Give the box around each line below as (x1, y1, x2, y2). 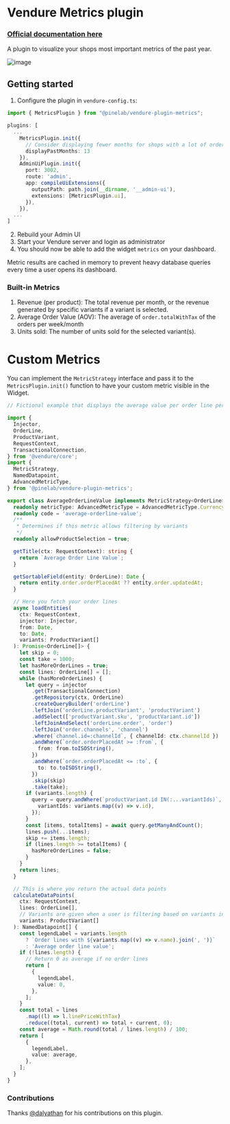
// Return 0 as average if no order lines (25, 956, 149, 963)
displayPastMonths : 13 (25, 148, 90, 155)
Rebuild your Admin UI (16, 230, 81, 238)
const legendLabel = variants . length (19, 930, 127, 937)
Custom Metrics (7, 352, 101, 367)
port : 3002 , (25, 167, 60, 174)
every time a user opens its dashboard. (7, 266, 118, 274)
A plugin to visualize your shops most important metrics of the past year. (7, 45, 212, 53)
